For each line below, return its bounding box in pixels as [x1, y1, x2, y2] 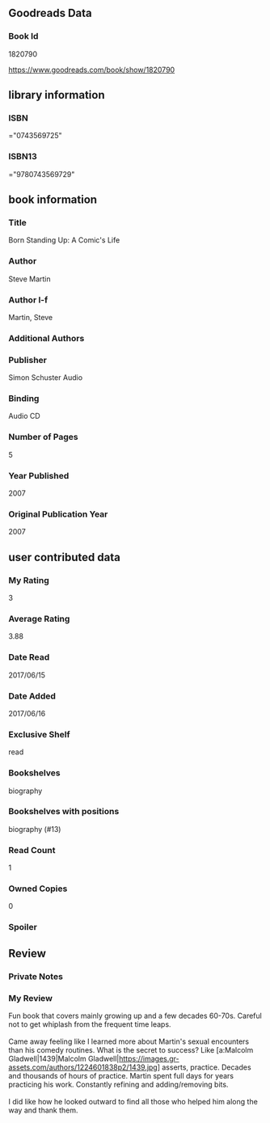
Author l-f [8, 294, 49, 306]
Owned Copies [8, 883, 68, 894]
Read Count [8, 844, 56, 855]
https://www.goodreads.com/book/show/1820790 [8, 65, 175, 74]
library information [8, 88, 105, 102]
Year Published [8, 470, 70, 481]
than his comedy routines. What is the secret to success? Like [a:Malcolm [8, 1045, 254, 1054]
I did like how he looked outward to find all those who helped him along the [8, 1096, 259, 1106]
